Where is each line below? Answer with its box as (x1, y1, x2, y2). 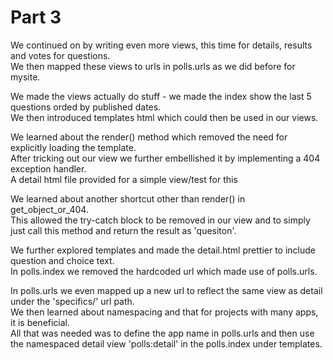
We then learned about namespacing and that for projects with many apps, (10, 306, 319, 318)
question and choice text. (10, 254, 115, 266)
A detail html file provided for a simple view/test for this (10, 173, 238, 185)
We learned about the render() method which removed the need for (10, 131, 288, 143)
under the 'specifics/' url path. (10, 295, 135, 307)
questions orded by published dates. (10, 101, 162, 113)
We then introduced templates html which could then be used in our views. (10, 111, 319, 123)
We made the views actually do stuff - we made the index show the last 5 (10, 90, 312, 102)
